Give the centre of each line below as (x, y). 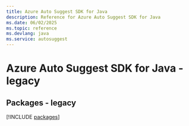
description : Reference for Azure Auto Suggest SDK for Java (84, 17)
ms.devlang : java (28, 34)
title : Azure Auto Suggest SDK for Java (57, 12)
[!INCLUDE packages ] (33, 117)
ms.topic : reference (32, 28)
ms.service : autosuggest (37, 39)
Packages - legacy (41, 103)
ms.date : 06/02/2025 (32, 22)
